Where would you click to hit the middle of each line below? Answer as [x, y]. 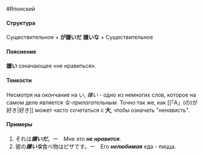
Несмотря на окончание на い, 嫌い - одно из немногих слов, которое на [101, 95]
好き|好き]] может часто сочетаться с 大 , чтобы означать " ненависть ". [98, 110]
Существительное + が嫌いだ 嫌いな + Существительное [80, 37]
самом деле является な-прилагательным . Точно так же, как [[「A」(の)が [102, 102]
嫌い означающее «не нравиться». [51, 66]
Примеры [19, 124]
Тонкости [19, 80]
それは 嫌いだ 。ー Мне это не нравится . [68, 139]
